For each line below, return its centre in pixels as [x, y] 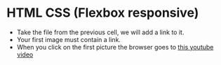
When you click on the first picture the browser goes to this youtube [115, 47]
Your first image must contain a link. [68, 39]
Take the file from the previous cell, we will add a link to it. [100, 32]
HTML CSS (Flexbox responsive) [103, 13]
